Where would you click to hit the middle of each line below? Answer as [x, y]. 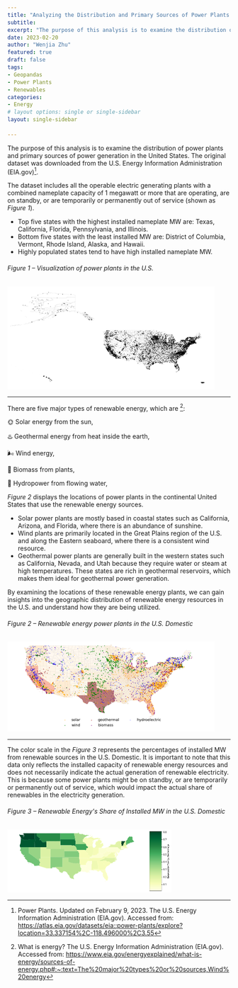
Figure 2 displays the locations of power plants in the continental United [112, 497]
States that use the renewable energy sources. [75, 505]
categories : [25, 97]
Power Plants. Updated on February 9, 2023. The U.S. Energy [107, 910]
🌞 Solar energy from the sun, [50, 422]
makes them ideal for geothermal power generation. [93, 579]
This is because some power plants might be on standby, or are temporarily [118, 780]
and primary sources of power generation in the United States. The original [117, 155]
